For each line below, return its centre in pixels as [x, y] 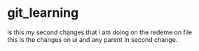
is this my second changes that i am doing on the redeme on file [100, 32]
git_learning [43, 13]
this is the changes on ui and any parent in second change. [92, 39]
